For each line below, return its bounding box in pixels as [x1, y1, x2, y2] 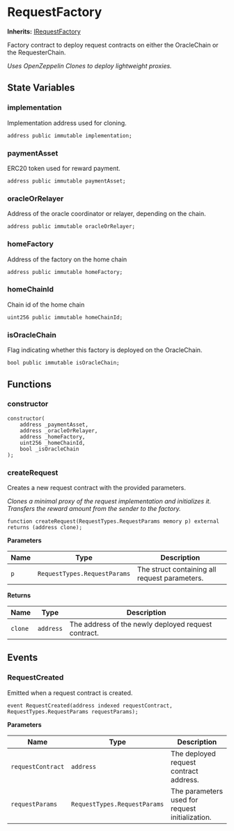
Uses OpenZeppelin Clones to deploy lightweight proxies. [7, 61, 172, 70]
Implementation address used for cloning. [7, 119, 127, 127]
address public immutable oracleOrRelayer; [7, 223, 136, 230]
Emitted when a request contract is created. [7, 688, 133, 697]
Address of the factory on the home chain [7, 255, 127, 264]
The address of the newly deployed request [69, 620, 212, 630]
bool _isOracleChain [19, 445, 79, 452]
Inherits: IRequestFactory [7, 27, 81, 36]
